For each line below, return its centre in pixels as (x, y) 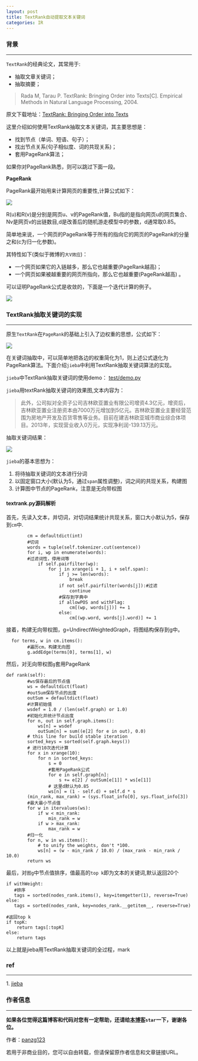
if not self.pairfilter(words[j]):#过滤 (108, 586)
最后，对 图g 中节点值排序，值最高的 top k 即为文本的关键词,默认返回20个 (93, 873)
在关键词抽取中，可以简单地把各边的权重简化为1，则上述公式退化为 (87, 358)
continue (80, 591)
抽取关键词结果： (27, 437)
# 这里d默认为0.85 (69, 787)
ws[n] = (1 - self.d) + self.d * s (92, 792)
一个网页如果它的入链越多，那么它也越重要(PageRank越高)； (88, 267)
